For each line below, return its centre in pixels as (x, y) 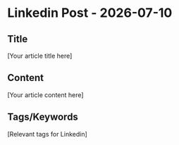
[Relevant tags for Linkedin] (48, 134)
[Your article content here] (45, 95)
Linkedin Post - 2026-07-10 (90, 13)
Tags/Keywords (43, 117)
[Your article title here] (40, 56)
